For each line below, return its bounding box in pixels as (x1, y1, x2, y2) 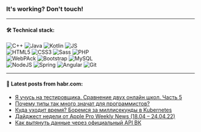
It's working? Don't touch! (6, 5, 84, 13)
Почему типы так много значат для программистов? (14, 100, 150, 107)
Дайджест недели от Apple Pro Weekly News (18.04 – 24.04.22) (14, 112, 175, 119)
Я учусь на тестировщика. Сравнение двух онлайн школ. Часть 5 (14, 93, 182, 100)
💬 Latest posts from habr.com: (6, 80, 83, 88)
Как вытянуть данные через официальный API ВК (14, 119, 142, 126)
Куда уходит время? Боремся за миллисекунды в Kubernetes (14, 106, 172, 113)
